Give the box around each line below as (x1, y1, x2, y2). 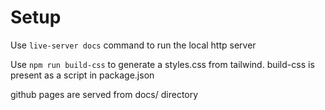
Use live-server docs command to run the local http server (10, 39, 257, 51)
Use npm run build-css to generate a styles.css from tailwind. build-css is (10, 58, 315, 70)
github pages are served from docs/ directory (10, 88, 199, 100)
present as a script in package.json (10, 69, 155, 81)
